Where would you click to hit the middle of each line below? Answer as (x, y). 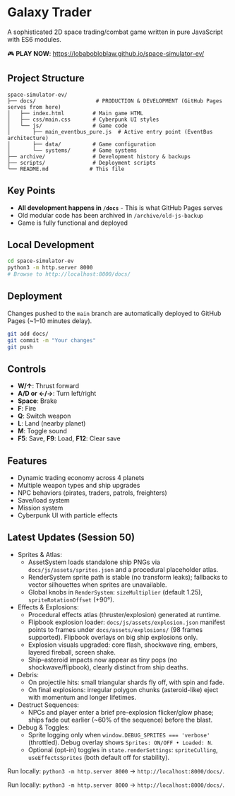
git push (20, 347)
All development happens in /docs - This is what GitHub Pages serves (120, 207)
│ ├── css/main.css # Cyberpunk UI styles (83, 119)
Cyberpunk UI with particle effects (67, 515)
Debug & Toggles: (43, 727)
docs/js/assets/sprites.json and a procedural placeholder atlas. (123, 569)
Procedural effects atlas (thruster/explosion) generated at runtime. (124, 614)
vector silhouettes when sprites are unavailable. (97, 585)
